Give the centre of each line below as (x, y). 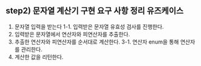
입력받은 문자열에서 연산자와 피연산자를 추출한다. (72, 34)
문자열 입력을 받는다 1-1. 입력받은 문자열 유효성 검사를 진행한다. (89, 27)
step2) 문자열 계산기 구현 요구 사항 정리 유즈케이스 (95, 11)
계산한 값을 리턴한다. (39, 57)
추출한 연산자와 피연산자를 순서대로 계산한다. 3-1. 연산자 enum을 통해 (97, 42)
